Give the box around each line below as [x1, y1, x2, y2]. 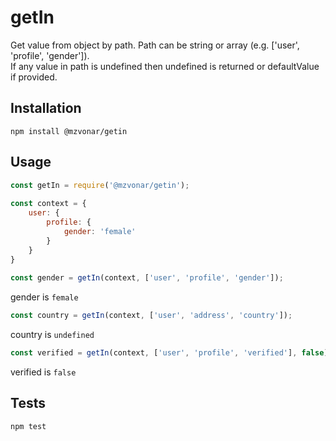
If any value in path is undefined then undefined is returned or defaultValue [10, 60, 320, 72]
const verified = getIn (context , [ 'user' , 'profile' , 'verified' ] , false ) [10, 348, 329, 358]
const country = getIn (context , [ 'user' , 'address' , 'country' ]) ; [10, 311, 293, 321]
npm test [10, 421, 47, 431]
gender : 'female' [63, 226, 137, 236]
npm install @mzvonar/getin [10, 126, 128, 136]
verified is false [10, 366, 77, 378]
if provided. [10, 71, 58, 83]
